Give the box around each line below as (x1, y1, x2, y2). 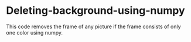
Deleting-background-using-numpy (6, 4, 186, 17)
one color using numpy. (6, 29, 63, 36)
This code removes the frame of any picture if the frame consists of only (6, 23, 181, 30)
